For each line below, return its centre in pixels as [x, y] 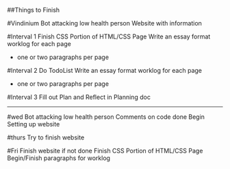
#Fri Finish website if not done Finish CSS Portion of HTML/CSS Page [105, 151]
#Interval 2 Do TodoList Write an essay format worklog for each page [104, 70]
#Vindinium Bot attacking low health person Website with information [104, 23]
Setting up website [34, 124]
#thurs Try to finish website [46, 137]
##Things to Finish [34, 10]
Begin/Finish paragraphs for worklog [59, 158]
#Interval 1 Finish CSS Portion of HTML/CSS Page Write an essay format [109, 36]
